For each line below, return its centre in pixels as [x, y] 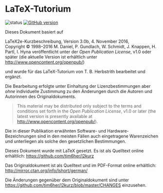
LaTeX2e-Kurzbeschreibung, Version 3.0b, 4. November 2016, [67, 41]
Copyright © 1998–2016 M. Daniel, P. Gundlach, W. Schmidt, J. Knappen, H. [81, 46]
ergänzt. [13, 77]
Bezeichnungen [21, 136]
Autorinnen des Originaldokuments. [41, 96]
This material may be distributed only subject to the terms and [79, 106]
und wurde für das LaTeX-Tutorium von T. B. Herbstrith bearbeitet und [75, 71]
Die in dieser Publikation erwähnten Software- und [55, 131]
